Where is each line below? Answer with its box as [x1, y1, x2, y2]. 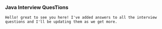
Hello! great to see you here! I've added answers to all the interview [5, 15, 157, 20]
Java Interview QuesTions [5, 4, 69, 11]
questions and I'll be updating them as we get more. [5, 19, 118, 25]
